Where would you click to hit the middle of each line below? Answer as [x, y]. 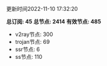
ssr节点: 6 [28, 49]
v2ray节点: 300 [34, 34]
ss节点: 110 [28, 57]
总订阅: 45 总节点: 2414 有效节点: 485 [54, 22]
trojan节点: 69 [32, 42]
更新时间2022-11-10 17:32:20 [42, 9]
